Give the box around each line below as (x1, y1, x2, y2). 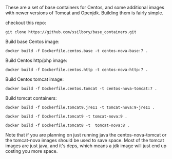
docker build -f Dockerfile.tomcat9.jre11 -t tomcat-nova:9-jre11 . (5, 105, 155, 110)
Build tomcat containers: (5, 95, 58, 101)
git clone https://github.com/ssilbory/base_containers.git (5, 30, 137, 35)
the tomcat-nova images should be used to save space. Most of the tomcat (5, 138, 164, 143)
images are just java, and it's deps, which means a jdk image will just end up (5, 143, 167, 149)
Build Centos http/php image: (5, 57, 68, 63)
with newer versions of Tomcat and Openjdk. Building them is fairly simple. (5, 10, 163, 16)
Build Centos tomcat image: (5, 76, 64, 82)
